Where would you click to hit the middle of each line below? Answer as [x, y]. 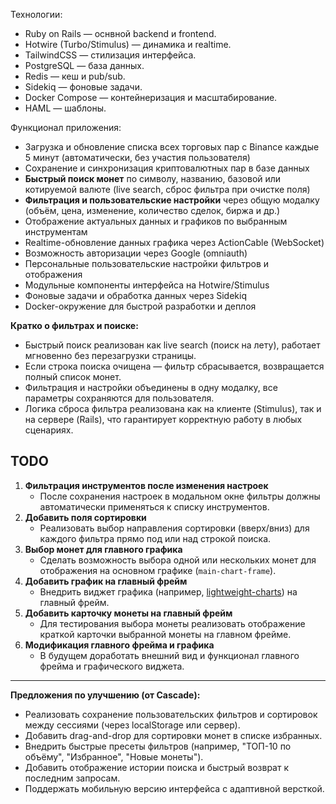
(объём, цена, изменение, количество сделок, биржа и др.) [152, 210]
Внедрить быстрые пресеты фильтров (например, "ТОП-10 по [158, 746]
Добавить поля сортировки [85, 517]
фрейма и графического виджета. [112, 666]
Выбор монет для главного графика [103, 549]
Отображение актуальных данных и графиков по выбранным [156, 221]
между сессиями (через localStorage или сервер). [132, 725]
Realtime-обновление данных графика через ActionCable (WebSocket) [174, 242]
